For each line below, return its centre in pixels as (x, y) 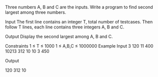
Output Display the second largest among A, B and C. (59, 37)
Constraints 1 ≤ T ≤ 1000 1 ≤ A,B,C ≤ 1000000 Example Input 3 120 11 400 (79, 46)
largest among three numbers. (36, 12)
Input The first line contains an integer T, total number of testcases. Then (79, 22)
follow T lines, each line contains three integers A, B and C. (65, 27)
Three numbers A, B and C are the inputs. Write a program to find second (79, 7)
